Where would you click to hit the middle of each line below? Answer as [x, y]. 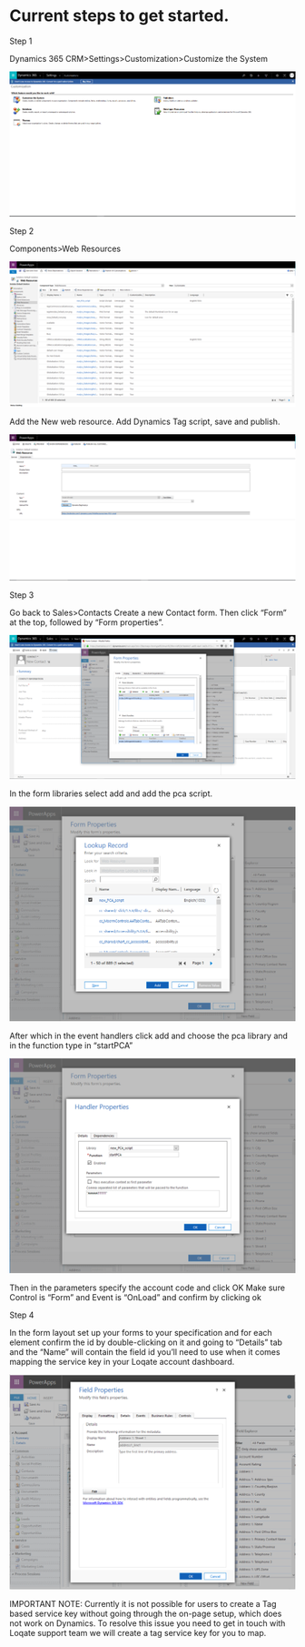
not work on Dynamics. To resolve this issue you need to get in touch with [148, 1623]
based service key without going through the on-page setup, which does [146, 1614]
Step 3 [22, 595]
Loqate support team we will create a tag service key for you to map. [138, 1633]
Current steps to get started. [119, 16]
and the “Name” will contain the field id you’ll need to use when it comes [145, 1351]
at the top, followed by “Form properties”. [87, 622]
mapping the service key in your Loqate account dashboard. [122, 1361]
